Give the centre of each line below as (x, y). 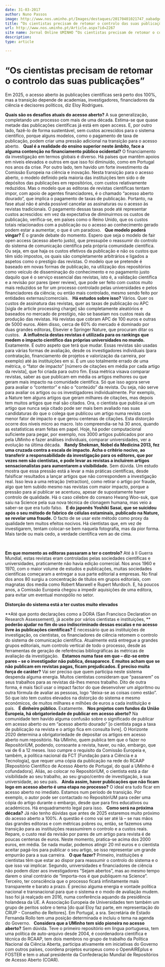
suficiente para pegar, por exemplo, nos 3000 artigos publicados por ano (79, 434)
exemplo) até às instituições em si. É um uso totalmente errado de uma (77, 361)
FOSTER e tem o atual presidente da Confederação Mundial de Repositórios (82, 954)
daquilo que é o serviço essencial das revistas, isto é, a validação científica (81, 277)
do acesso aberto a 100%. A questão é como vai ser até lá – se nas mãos (79, 818)
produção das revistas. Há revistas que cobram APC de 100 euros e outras (81, 319)
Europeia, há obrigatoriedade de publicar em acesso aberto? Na (72, 714)
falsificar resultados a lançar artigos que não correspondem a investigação (81, 476)
